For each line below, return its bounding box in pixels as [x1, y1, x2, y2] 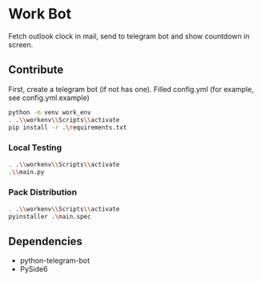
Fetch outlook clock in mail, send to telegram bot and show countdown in [8, 31, 250, 41]
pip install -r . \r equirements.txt [8, 123, 127, 131]
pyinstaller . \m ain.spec [8, 212, 91, 220]
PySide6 [19, 264, 48, 274]
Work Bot [8, 5, 72, 23]
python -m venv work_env [8, 108, 91, 116]
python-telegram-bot [19, 256, 91, 265]
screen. [8, 39, 34, 49]
